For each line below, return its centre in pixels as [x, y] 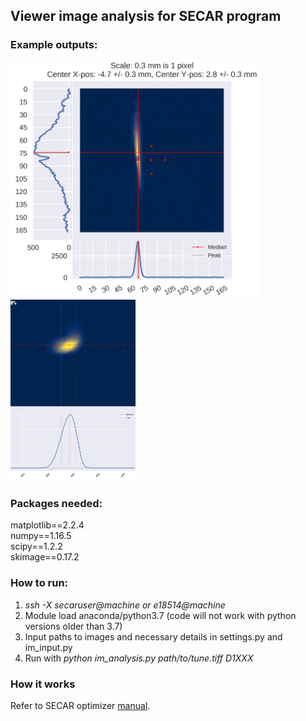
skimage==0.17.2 [45, 557]
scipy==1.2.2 [36, 546]
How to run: [39, 583]
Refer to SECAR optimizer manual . [80, 705]
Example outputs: [54, 45]
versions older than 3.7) [73, 626]
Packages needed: [56, 503]
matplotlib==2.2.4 [47, 525]
